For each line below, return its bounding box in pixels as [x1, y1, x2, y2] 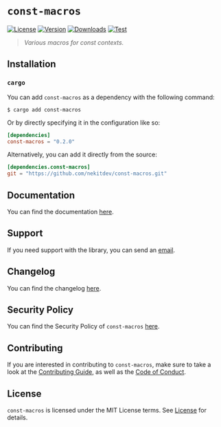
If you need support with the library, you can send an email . [7, 246, 176, 254]
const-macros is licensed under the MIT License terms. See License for [7, 406, 207, 414]
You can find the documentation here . [7, 207, 115, 216]
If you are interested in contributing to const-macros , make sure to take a [7, 360, 211, 369]
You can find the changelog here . [7, 284, 102, 292]
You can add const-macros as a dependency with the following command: [7, 93, 215, 101]
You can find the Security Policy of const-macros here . [7, 322, 160, 331]
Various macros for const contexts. [23, 38, 124, 46]
